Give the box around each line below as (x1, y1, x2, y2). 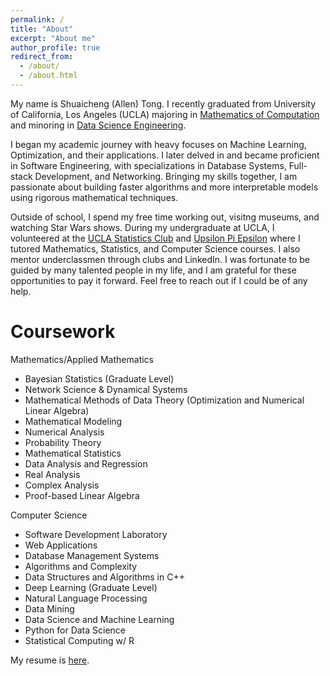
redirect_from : (10, 52, 74, 62)
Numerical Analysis (24, 426, 105, 438)
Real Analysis (24, 468, 81, 480)
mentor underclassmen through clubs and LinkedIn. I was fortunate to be (10, 253, 311, 265)
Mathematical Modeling (24, 415, 123, 427)
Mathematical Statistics (24, 447, 122, 459)
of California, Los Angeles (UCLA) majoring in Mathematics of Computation (10, 108, 320, 120)
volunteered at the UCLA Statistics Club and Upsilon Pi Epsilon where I (10, 232, 301, 244)
